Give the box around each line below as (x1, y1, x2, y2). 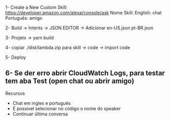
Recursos (5, 90, 25, 96)
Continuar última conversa (12, 111, 68, 117)
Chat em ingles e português (12, 100, 71, 106)
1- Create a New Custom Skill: (5, 5, 67, 10)
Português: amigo (5, 15, 43, 21)
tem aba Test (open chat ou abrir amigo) (5, 77, 134, 86)
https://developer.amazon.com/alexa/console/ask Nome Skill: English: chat (5, 10, 162, 16)
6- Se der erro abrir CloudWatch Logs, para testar (5, 69, 165, 77)
